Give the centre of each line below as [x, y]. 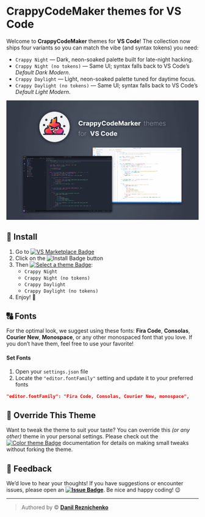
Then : [54, 264]
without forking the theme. [40, 449]
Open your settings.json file [52, 371]
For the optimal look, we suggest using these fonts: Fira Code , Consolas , [98, 331]
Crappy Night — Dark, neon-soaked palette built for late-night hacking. [104, 59]
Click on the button [59, 258]
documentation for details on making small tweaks [126, 443]
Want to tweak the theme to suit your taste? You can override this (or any [98, 430]
